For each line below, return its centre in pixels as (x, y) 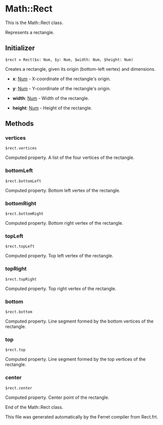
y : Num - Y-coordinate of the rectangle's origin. (62, 88)
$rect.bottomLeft (23, 181)
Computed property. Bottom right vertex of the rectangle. (64, 223)
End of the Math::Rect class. (34, 407)
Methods (20, 124)
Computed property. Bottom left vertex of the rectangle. (63, 190)
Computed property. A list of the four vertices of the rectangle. (70, 158)
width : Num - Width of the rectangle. (51, 98)
